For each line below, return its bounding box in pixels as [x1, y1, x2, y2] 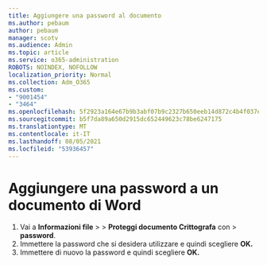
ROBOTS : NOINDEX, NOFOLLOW [8, 64, 98, 72]
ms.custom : [8, 85, 44, 94]
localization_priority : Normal [8, 71, 112, 79]
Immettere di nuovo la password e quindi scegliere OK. [19, 247, 200, 257]
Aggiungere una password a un [8, 179, 219, 197]
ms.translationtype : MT [8, 123, 87, 131]
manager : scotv [8, 33, 59, 42]
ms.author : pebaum [8, 19, 69, 27]
